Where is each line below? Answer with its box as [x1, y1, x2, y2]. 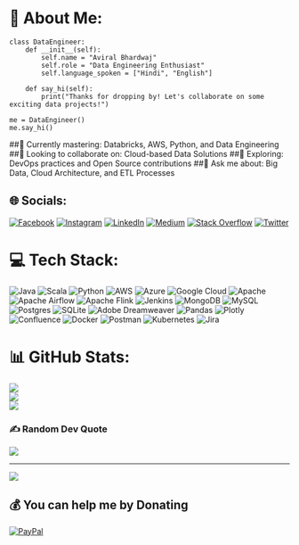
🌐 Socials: [9, 194, 68, 209]
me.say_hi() [9, 123, 53, 132]
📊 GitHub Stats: [9, 347, 131, 367]
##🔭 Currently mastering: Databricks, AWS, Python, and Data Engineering [9, 138, 279, 150]
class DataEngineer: [9, 37, 86, 46]
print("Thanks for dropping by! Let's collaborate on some [41, 92, 265, 101]
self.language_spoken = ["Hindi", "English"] [41, 69, 214, 78]
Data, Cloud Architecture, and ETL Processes [9, 167, 175, 178]
